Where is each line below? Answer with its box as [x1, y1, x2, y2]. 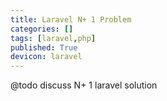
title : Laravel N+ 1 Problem [10, 14, 132, 25]
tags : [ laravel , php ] [10, 33, 97, 43]
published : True [10, 42, 78, 53]
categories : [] [10, 24, 74, 34]
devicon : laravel [10, 52, 83, 62]
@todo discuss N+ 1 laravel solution [10, 79, 158, 91]
